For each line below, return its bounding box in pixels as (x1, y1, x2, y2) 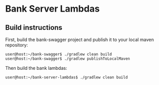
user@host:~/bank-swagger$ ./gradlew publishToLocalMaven (5, 56, 130, 61)
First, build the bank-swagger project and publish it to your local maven (5, 36, 154, 42)
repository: (5, 42, 28, 48)
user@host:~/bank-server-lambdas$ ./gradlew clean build (5, 75, 128, 80)
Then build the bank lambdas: (5, 65, 67, 71)
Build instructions (5, 23, 62, 32)
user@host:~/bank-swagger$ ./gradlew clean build (5, 52, 112, 57)
